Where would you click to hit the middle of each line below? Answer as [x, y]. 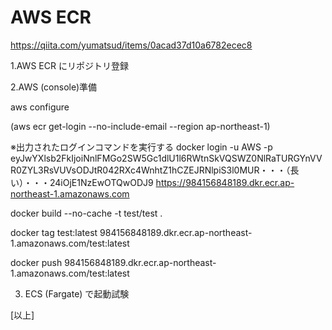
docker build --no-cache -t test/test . [86, 213]
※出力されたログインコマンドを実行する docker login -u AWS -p [141, 147]
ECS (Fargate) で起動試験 [77, 293]
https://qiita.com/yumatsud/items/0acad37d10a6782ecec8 [131, 45]
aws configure [40, 107]
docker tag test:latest [54, 232]
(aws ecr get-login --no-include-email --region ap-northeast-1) [140, 126]
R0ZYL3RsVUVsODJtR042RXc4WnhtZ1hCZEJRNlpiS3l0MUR [135, 170]
